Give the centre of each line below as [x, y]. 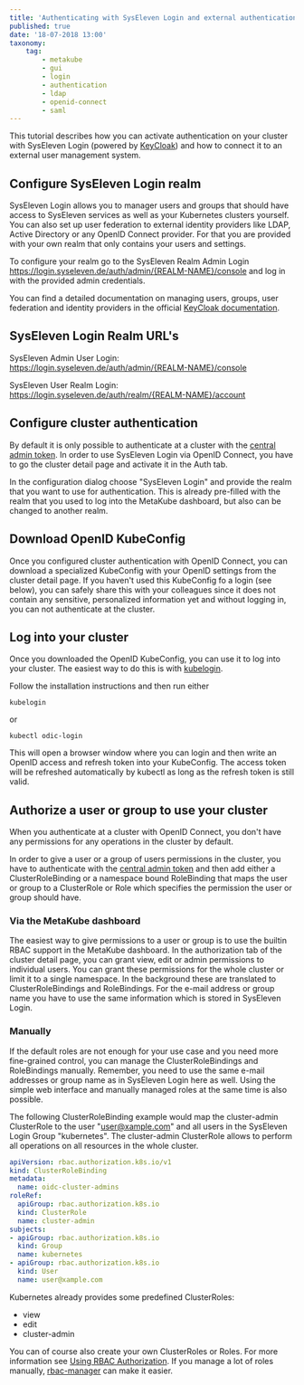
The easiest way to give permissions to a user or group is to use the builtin [148, 941]
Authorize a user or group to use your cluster [139, 810]
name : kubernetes [50, 1255]
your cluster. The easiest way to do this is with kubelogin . [116, 669]
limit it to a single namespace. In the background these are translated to [143, 979]
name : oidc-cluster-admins [68, 1187]
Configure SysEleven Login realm [105, 183]
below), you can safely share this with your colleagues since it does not [142, 590]
